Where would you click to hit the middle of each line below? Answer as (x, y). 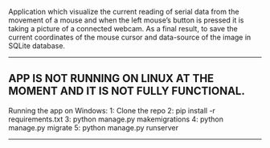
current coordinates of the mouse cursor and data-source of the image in (130, 37)
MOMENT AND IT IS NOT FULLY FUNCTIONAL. (127, 91)
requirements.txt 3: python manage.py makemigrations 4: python (116, 119)
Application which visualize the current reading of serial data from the (124, 12)
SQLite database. (37, 46)
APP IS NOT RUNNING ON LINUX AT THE (111, 78)
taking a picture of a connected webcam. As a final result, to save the (123, 29)
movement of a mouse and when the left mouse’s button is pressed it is (126, 20)
